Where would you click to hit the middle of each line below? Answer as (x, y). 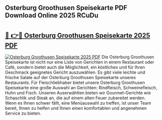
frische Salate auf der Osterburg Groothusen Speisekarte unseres (71, 77)
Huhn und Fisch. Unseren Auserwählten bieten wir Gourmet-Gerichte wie (78, 93)
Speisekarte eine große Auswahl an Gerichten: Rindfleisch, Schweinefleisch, (81, 88)
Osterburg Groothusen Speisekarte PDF (66, 8)
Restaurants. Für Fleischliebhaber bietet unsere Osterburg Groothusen (75, 82)
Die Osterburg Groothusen (128, 57)
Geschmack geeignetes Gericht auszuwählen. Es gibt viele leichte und (75, 72)
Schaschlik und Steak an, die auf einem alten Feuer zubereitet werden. (75, 98)
